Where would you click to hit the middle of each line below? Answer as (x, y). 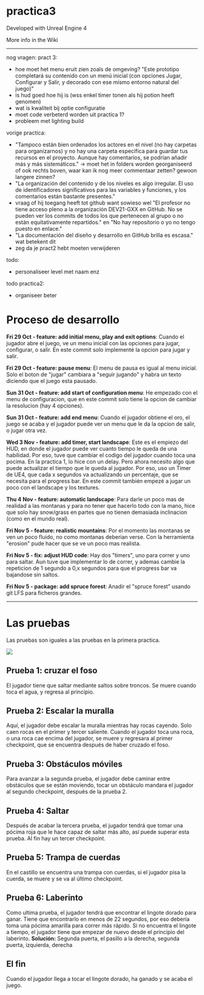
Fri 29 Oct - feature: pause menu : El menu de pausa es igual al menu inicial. (102, 368)
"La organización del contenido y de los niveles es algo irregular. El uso (104, 183)
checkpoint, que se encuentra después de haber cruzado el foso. (88, 745)
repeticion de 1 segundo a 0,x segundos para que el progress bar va (92, 568)
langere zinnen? (35, 177)
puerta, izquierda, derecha (39, 944)
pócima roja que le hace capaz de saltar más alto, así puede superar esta (98, 832)
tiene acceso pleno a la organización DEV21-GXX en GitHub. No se (99, 209)
